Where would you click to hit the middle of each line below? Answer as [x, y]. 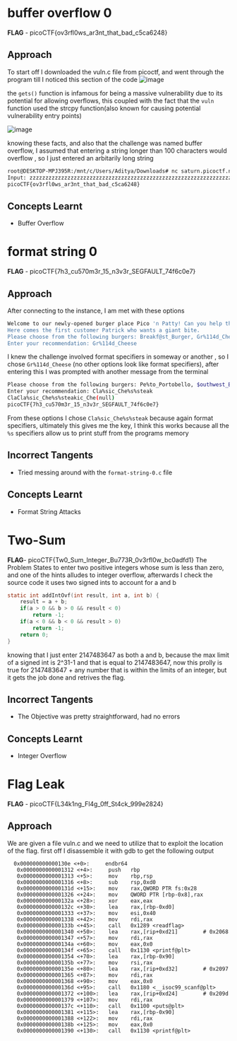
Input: [17, 178]
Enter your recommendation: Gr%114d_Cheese [72, 343]
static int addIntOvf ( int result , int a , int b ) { [83, 595]
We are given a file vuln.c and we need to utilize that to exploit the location [115, 843]
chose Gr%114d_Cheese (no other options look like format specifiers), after [113, 364]
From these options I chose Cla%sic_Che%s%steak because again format [110, 418]
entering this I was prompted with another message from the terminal [108, 372]
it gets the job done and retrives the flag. [66, 677]
